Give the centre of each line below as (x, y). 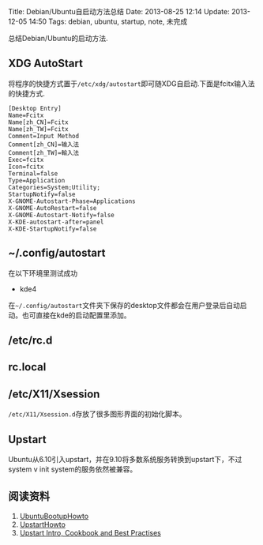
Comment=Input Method (44, 136)
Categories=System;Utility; (54, 187)
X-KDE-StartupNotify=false (53, 229)
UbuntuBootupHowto (54, 516)
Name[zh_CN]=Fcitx (38, 122)
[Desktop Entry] (35, 108)
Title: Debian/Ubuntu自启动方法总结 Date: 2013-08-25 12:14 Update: (119, 11)
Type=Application (37, 180)
